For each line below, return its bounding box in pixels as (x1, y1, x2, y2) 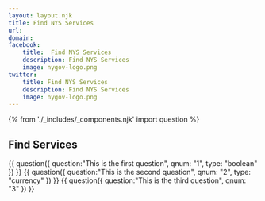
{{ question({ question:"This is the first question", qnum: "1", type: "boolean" (8, 159, 258, 168)
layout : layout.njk (8, 11, 73, 20)
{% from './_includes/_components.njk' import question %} (8, 114, 200, 124)
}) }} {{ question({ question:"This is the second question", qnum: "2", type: (8, 168, 252, 177)
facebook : (8, 41, 41, 49)
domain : (8, 33, 34, 42)
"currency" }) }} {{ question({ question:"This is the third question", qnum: (8, 176, 247, 185)
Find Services (8, 137, 78, 151)
